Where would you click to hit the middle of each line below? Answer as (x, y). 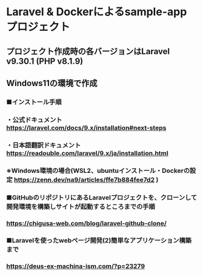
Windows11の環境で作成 (52, 83)
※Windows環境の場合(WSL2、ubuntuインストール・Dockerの (98, 170)
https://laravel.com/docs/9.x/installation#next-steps (86, 127)
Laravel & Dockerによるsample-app (97, 12)
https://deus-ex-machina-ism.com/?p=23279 (76, 266)
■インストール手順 (34, 102)
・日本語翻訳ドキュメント (44, 145)
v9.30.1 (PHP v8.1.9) (45, 61)
